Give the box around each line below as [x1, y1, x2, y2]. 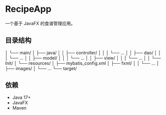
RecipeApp [5, 3, 52, 15]
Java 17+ [12, 94, 31, 100]
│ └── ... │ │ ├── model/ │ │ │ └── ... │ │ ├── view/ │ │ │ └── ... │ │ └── [5, 55, 161, 61]
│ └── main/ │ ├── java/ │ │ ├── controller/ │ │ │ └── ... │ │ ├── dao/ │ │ [5, 49, 162, 55]
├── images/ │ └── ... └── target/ [5, 65, 77, 71]
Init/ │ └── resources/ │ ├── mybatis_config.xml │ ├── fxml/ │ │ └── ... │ [5, 60, 160, 66]
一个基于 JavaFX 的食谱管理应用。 [5, 20, 76, 26]
